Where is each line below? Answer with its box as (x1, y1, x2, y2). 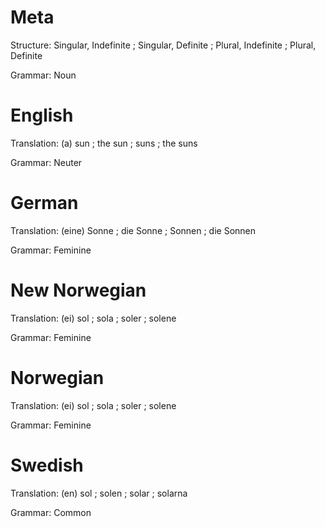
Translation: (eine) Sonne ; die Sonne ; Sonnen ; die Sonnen (10, 224, 257, 236)
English (10, 104, 74, 127)
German (10, 192, 79, 215)
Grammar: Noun (10, 69, 77, 81)
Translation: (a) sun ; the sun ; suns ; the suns (10, 137, 198, 149)
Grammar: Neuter (10, 156, 83, 168)
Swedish (10, 454, 84, 476)
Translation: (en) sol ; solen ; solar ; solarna (10, 487, 188, 499)
